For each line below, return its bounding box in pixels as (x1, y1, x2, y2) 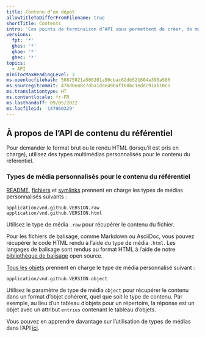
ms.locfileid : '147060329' (6, 105, 75, 112)
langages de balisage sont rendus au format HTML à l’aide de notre (6, 245, 176, 253)
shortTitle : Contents (6, 20, 62, 26)
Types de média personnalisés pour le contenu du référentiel (6, 172, 191, 181)
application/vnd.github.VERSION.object (6, 275, 108, 281)
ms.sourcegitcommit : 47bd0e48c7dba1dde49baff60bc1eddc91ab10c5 (6, 83, 171, 89)
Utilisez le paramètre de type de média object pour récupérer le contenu (6, 286, 189, 294)
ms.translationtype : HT (6, 89, 67, 95)
